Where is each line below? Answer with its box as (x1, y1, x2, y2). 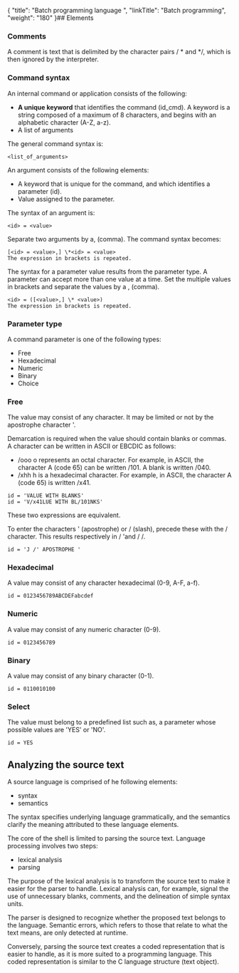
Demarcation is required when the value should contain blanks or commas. (7, 435, 227, 443)
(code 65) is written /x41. (17, 479, 91, 487)
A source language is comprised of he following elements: (7, 778, 178, 786)
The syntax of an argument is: (7, 208, 95, 217)
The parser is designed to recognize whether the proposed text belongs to (7, 913, 226, 922)
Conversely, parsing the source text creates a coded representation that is (7, 942, 225, 951)
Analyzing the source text (7, 759, 124, 771)
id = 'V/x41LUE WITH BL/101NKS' (7, 499, 103, 506)
